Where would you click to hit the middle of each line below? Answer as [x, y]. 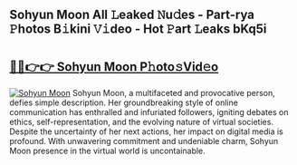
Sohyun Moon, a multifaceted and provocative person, [174, 93]
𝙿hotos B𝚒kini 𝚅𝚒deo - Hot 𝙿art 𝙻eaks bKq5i [138, 29]
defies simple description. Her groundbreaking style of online [124, 102]
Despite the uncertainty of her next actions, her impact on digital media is [146, 131]
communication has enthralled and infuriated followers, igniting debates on [149, 112]
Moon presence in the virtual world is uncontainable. [107, 150]
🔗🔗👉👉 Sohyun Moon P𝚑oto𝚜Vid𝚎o [114, 67]
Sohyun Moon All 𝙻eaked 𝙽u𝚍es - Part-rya [132, 15]
